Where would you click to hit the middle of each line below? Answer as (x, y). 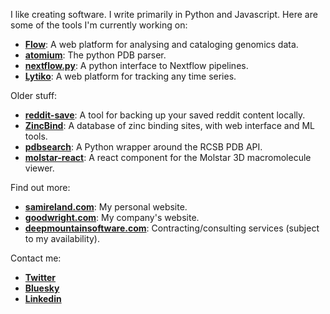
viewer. (39, 168)
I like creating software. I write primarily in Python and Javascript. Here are (164, 14)
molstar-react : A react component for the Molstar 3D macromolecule (168, 157)
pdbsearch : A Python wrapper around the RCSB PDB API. (143, 147)
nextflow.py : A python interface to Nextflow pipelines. (136, 65)
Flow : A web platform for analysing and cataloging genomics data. (161, 44)
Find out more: (40, 187)
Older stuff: (34, 95)
